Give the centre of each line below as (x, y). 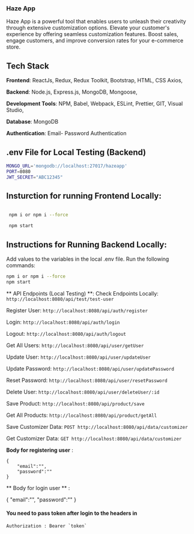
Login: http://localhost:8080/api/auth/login (63, 322)
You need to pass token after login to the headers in (72, 513)
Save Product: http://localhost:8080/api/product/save (76, 403)
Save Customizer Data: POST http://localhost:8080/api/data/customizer (97, 426)
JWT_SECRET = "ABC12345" (35, 177)
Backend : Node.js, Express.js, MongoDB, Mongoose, (72, 92)
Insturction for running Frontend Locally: (84, 196)
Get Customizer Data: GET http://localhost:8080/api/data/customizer (94, 438)
